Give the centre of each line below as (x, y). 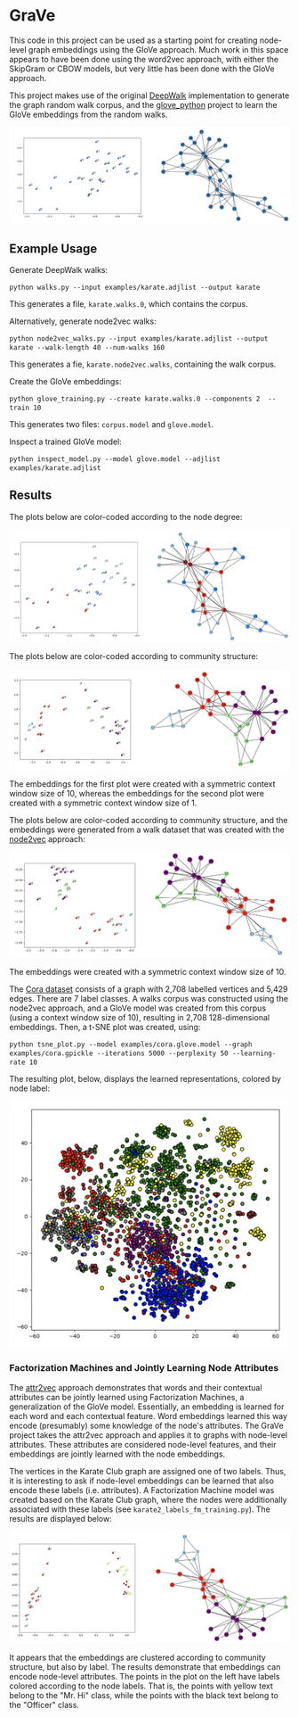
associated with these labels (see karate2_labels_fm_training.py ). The (140, 1509)
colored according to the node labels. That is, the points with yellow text (141, 1686)
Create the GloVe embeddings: (65, 381)
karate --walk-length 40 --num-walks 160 (87, 348)
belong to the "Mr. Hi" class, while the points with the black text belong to (144, 1696)
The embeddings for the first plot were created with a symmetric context (142, 784)
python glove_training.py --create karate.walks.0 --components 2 (135, 399)
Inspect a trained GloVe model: (65, 442)
